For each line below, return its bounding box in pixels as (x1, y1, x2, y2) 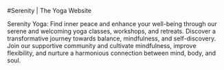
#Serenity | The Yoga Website (7, 7, 91, 14)
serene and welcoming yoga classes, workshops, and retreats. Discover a (7, 27, 216, 35)
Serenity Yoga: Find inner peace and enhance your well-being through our (7, 20, 218, 27)
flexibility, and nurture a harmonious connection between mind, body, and (7, 49, 216, 57)
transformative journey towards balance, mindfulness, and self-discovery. (7, 34, 216, 43)
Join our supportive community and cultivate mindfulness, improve (7, 42, 197, 49)
